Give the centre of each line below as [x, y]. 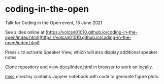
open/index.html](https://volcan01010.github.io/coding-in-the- [68, 37]
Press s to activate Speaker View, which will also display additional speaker [81, 52]
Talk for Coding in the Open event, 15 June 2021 [54, 23]
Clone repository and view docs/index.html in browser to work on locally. [79, 67]
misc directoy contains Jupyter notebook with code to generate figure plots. [82, 76]
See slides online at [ [26, 32]
